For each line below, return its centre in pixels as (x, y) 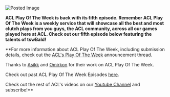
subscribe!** (19, 90)
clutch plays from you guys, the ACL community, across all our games (81, 29)
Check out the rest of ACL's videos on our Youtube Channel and (73, 84)
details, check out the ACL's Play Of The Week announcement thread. (79, 55)
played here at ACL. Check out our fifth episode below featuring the (79, 34)
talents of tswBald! (26, 39)
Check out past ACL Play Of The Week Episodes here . (62, 75)
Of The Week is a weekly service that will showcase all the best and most (85, 23)
